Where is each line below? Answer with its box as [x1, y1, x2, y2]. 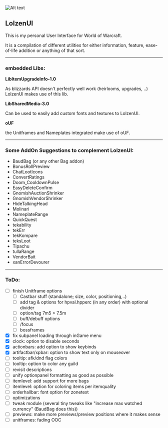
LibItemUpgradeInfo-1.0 [5, 76, 56, 82]
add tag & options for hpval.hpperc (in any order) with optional [19, 299, 148, 305]
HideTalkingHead [12, 200, 48, 207]
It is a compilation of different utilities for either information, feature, [5, 42, 145, 48]
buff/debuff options [19, 315, 60, 321]
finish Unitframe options [12, 287, 62, 293]
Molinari [12, 206, 29, 212]
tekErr [12, 227, 25, 233]
